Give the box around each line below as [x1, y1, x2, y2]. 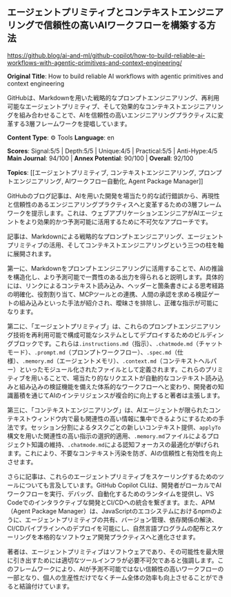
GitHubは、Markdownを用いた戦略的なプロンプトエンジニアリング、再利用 [7, 93, 220, 102]
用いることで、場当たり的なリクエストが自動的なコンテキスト [30, 374, 205, 382]
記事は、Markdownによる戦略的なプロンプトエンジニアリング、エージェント [7, 232, 224, 240]
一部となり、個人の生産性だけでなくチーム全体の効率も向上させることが [7, 573, 212, 582]
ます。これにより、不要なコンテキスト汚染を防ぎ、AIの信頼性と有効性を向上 [7, 448, 223, 457]
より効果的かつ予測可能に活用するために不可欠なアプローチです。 [25, 217, 212, 226]
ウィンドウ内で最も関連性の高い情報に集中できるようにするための [30, 414, 219, 423]
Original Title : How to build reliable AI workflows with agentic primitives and [7, 72, 223, 80]
